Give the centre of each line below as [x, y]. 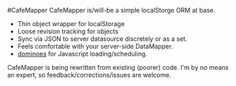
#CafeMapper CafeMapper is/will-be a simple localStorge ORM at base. [111, 10]
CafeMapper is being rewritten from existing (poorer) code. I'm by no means [118, 67]
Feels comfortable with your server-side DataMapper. [95, 46]
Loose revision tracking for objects [68, 31]
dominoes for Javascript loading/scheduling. [82, 54]
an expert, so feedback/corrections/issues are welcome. [89, 75]
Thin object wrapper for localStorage [71, 24]
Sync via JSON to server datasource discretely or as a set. [103, 39]
